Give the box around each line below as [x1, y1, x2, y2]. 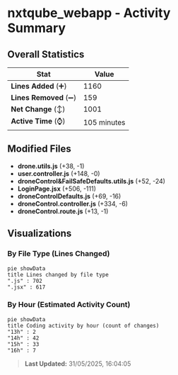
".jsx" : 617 [7, 284, 46, 291]
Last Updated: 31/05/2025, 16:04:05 [24, 359, 131, 368]
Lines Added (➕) [11, 82, 67, 91]
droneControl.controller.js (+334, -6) [17, 199, 129, 208]
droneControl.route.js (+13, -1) [17, 207, 109, 216]
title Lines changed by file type [7, 271, 109, 278]
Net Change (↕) [11, 104, 66, 114]
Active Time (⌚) [11, 116, 66, 125]
